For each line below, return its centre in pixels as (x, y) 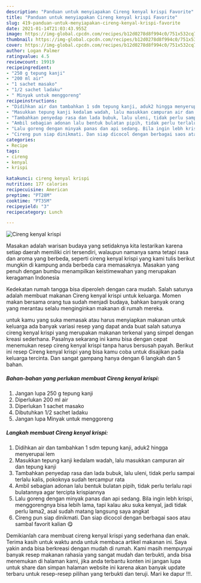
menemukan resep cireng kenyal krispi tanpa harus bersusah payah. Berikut (100, 346)
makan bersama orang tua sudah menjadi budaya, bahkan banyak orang (95, 302)
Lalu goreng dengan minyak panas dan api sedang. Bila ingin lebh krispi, (104, 499)
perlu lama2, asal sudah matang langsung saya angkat (82, 511)
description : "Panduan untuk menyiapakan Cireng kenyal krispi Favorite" (100, 12)
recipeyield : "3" (28, 206)
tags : (13, 151)
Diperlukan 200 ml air (42, 400)
